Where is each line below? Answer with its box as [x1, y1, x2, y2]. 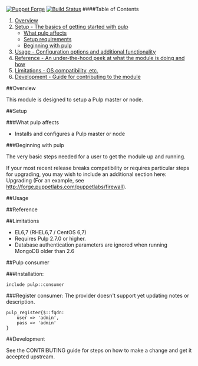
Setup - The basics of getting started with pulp [14, 24, 128, 30]
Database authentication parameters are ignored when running [14, 241, 168, 248]
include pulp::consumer [6, 282, 65, 288]
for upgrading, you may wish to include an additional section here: [6, 171, 167, 178]
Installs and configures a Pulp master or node [14, 130, 126, 137]
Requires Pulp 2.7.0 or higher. [14, 235, 87, 242]
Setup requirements [23, 36, 72, 42]
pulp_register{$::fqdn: [6, 310, 65, 315]
